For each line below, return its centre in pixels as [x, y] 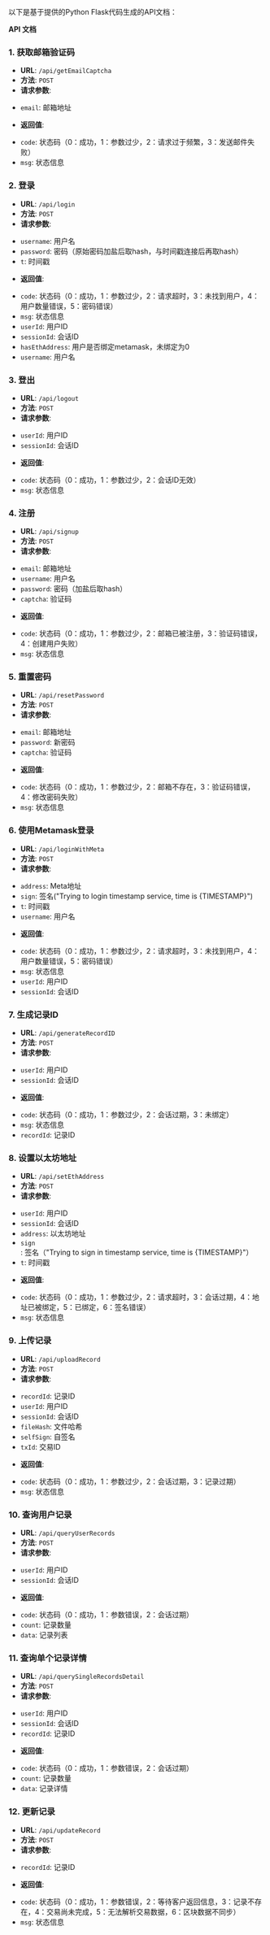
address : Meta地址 [51, 885]
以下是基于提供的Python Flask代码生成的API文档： [93, 12]
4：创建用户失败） [51, 644]
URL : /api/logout [49, 398]
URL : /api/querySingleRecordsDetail [82, 1676]
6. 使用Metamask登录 [52, 830]
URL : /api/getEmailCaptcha [66, 71]
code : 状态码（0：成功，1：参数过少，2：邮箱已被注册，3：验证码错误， [141, 633]
